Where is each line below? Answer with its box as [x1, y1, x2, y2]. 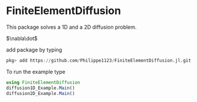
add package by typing [6, 46, 63, 53]
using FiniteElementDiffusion [6, 79, 81, 86]
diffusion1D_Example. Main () [6, 85, 75, 91]
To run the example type [6, 68, 66, 75]
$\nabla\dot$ [6, 35, 38, 42]
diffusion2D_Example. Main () [6, 90, 75, 96]
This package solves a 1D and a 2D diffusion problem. [6, 23, 137, 30]
